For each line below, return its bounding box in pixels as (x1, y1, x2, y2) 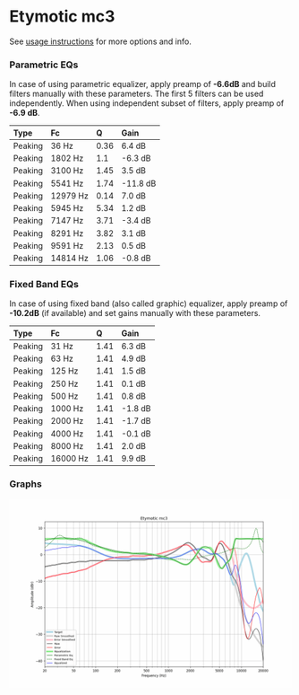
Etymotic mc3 (9, 6, 115, 27)
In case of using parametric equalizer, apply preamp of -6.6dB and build (9, 79, 276, 90)
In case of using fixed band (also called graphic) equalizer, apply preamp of (9, 298, 288, 309)
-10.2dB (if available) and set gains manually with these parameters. (9, 308, 261, 319)
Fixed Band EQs (9, 277, 79, 290)
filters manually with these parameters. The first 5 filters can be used (9, 88, 264, 100)
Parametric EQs (9, 58, 79, 71)
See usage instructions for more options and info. (9, 36, 192, 47)
